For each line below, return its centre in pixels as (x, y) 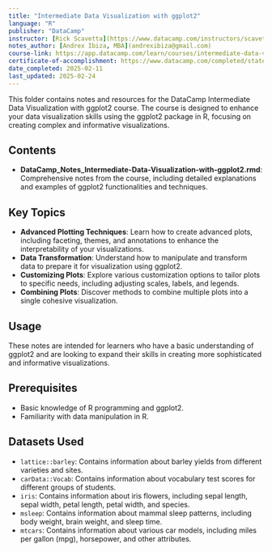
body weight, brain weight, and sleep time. (91, 521)
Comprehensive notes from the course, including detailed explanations (138, 178)
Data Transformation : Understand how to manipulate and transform (134, 258)
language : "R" (32, 23)
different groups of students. (68, 487)
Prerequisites (43, 388)
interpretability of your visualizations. (82, 249)
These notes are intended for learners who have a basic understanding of (131, 346)
